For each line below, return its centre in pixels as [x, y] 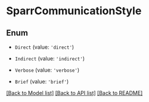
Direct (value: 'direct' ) [44, 47]
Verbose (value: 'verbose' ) [47, 70]
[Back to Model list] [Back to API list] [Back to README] [74, 93]
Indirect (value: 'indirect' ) [50, 58]
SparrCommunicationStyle [74, 11]
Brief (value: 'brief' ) [42, 82]
